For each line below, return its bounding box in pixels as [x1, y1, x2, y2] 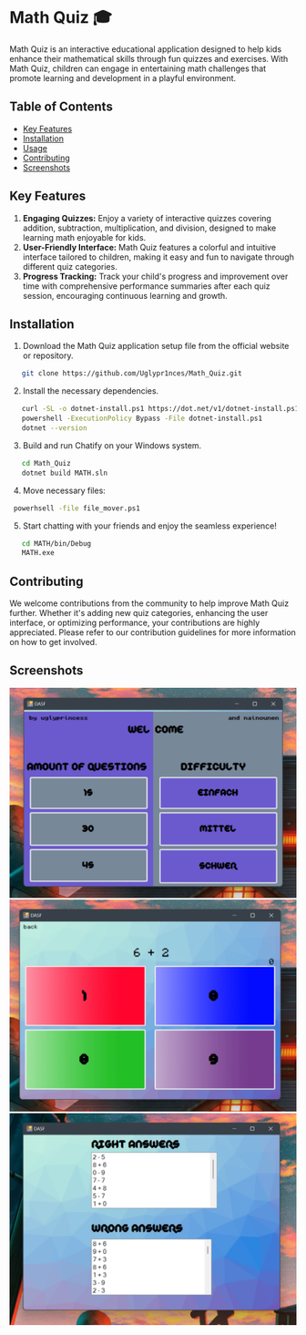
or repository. [22, 350, 74, 361]
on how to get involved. [9, 637, 97, 648]
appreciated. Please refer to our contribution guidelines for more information [9, 627, 296, 638]
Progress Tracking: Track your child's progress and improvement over [22, 271, 289, 282]
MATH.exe [21, 549, 55, 558]
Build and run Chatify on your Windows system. [22, 439, 202, 451]
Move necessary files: [22, 485, 107, 496]
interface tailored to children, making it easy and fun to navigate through [22, 252, 294, 262]
